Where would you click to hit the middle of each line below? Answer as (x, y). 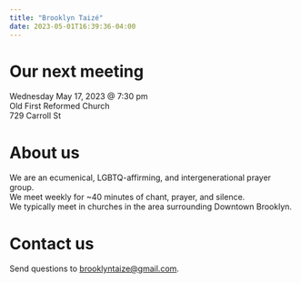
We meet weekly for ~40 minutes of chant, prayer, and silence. (127, 197)
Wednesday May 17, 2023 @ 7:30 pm (79, 96)
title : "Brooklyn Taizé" (56, 18)
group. (22, 187)
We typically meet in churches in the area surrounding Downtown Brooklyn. (151, 207)
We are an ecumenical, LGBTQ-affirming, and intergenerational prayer (140, 177)
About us (45, 152)
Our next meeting (76, 71)
